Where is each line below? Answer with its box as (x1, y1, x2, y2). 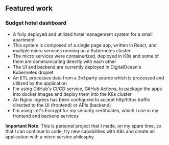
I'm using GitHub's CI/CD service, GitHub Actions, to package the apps (12, 86, 162, 92)
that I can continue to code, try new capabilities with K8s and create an (5, 128, 155, 134)
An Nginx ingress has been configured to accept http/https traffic (12, 96, 151, 102)
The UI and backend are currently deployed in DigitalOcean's (12, 64, 141, 70)
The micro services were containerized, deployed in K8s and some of (12, 53, 159, 59)
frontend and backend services (12, 113, 79, 119)
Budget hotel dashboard (5, 19, 67, 27)
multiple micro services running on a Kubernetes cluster (12, 47, 131, 53)
